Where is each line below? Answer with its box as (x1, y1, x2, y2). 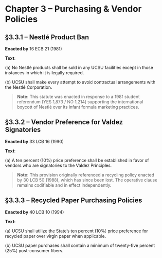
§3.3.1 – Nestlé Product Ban (5, 33, 89, 41)
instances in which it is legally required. (5, 70, 84, 76)
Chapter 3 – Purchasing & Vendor (5, 3, 142, 15)
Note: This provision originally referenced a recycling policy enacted (17, 172, 155, 177)
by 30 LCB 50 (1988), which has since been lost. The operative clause (17, 177, 158, 183)
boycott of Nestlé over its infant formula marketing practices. (17, 104, 140, 110)
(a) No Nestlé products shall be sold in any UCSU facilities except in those (5, 64, 153, 70)
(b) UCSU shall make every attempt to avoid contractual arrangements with (5, 79, 156, 85)
